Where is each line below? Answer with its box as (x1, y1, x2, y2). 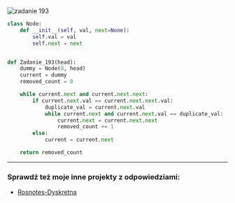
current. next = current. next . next (57, 117, 158, 124)
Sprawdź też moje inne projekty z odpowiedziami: (7, 171, 180, 181)
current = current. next (44, 136, 114, 143)
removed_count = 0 (20, 78, 73, 85)
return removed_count (20, 149, 83, 156)
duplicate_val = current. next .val (44, 104, 145, 111)
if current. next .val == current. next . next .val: (32, 97, 173, 104)
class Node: (7, 20, 42, 27)
